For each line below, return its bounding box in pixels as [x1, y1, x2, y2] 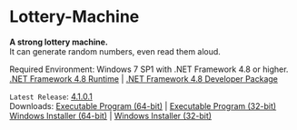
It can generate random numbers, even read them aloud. [9, 45, 221, 56]
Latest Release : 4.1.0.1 [9, 91, 93, 102]
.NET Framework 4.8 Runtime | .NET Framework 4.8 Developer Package [9, 73, 279, 84]
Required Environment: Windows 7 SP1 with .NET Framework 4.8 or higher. [9, 64, 289, 75]
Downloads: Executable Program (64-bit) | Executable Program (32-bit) [9, 100, 277, 111]
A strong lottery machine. [9, 36, 109, 47]
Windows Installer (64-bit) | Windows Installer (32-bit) [9, 110, 212, 121]
